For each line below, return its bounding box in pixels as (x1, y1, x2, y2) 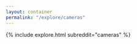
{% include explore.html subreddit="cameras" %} (6, 31, 131, 38)
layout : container (6, 8, 53, 15)
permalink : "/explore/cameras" (6, 14, 86, 20)
